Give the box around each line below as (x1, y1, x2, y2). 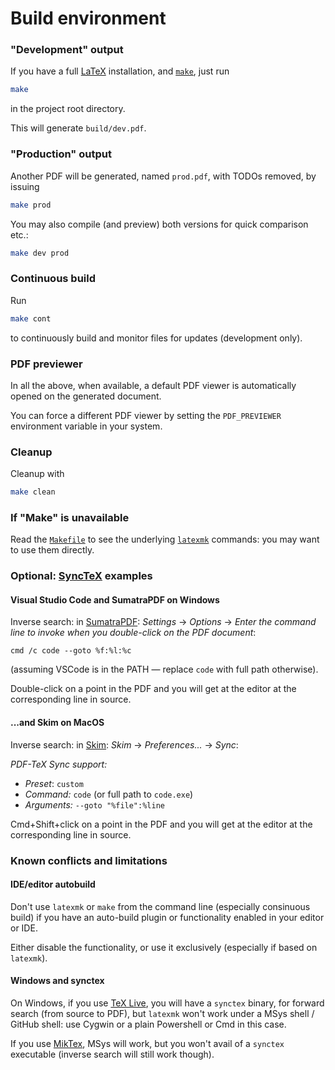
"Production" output (10, 147, 112, 161)
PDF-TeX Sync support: (10, 758, 108, 770)
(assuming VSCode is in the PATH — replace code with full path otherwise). (10, 663, 319, 676)
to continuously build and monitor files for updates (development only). (10, 332, 303, 344)
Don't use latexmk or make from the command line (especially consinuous (10, 900, 311, 912)
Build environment (10, 7, 167, 30)
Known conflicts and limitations (10, 853, 168, 867)
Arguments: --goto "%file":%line (24, 798, 165, 811)
